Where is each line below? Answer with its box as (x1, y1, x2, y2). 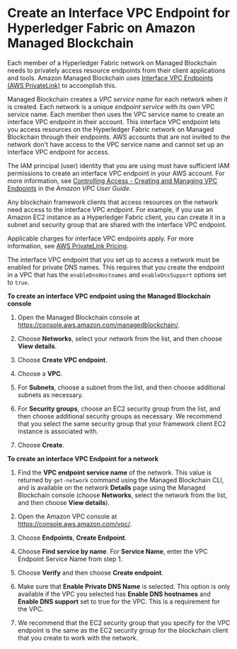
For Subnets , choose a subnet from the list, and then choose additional (17, 383, 226, 392)
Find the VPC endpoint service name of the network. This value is (17, 468, 212, 477)
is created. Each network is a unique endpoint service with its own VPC (7, 102, 215, 111)
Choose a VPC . (17, 369, 63, 377)
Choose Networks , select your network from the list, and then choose (17, 334, 223, 343)
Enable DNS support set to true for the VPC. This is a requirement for (17, 597, 221, 606)
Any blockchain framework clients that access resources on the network (7, 197, 219, 206)
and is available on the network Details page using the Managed (17, 483, 206, 492)
